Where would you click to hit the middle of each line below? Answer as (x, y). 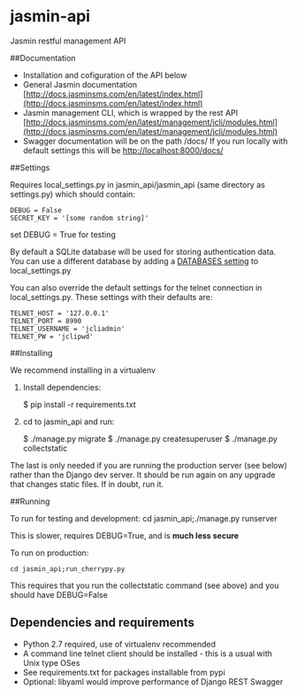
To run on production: (49, 553)
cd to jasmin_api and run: (69, 421)
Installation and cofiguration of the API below (105, 75)
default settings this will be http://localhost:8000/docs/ (123, 150)
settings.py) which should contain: (73, 194)
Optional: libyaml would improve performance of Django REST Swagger (153, 681)
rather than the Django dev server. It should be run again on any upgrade (143, 475)
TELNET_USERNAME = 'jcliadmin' (68, 329)
